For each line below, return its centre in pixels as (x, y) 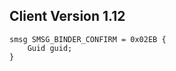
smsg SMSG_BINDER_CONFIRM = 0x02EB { (88, 39)
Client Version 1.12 (67, 16)
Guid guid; (50, 48)
